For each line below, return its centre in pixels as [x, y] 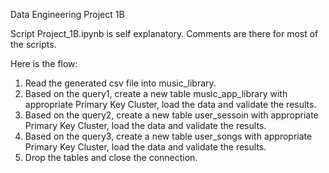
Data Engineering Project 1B [67, 14]
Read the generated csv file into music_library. [120, 83]
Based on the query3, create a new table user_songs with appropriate [168, 136]
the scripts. [33, 44]
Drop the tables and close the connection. [111, 157]
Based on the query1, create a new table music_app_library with [156, 93]
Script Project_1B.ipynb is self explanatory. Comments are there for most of [164, 33]
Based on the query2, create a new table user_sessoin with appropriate [171, 115]
